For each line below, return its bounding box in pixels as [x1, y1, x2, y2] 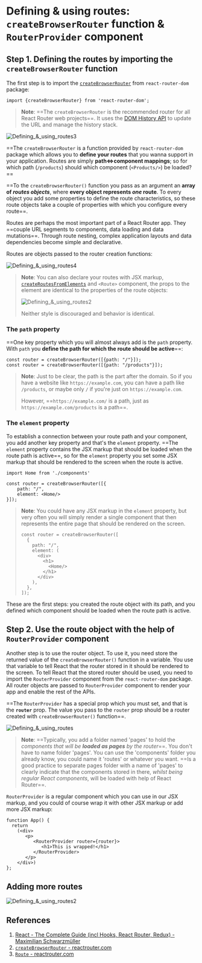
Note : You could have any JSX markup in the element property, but [21, 507, 187, 514]
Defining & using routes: [6, 4, 130, 18]
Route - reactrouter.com [14, 950, 74, 958]
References [6, 915, 51, 926]
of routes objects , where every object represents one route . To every [6, 189, 182, 195]
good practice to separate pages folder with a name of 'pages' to [21, 762, 183, 769]
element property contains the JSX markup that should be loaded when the [6, 446, 192, 453]
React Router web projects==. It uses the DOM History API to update [21, 115, 192, 122]
